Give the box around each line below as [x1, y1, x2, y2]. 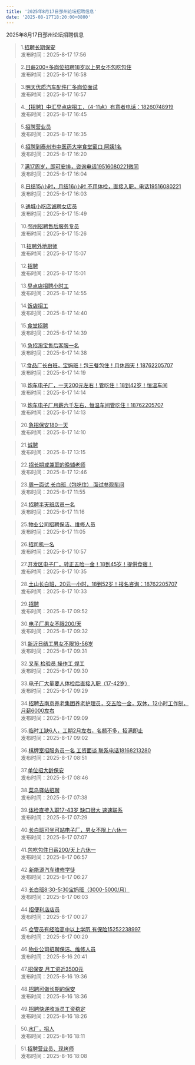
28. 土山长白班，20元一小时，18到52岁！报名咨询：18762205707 [20, 580, 178, 587]
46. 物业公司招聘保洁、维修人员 [20, 945, 96, 952]
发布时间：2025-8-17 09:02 [20, 734, 88, 741]
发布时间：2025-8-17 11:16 [20, 508, 85, 515]
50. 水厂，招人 [20, 1025, 55, 1032]
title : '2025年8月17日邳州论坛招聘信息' [6, 8, 97, 15]
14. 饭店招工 [20, 302, 49, 309]
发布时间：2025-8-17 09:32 [20, 627, 88, 634]
